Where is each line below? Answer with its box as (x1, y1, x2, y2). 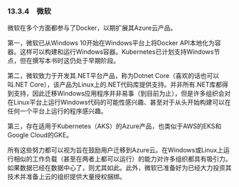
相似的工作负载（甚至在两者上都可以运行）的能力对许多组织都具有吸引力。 (13, 154, 232, 164)
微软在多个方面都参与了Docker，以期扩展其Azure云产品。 (7, 23, 177, 33)
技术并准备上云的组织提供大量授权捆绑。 (7, 172, 126, 181)
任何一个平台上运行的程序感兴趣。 (7, 107, 107, 115)
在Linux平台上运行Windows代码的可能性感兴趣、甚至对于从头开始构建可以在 (7, 98, 231, 107)
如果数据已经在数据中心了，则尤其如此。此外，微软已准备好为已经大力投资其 (7, 164, 232, 172)
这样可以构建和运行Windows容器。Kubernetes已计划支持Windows (19, 47, 214, 56)
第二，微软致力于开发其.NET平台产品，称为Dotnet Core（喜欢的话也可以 (7, 72, 219, 80)
